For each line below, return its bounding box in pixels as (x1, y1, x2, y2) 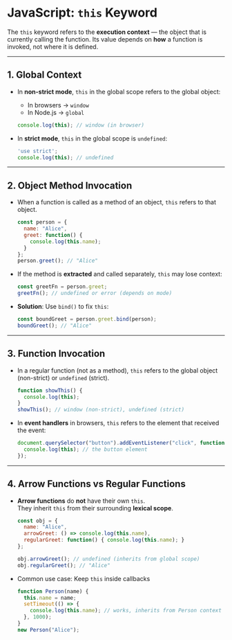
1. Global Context (7, 69, 82, 81)
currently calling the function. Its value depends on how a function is (7, 35, 203, 43)
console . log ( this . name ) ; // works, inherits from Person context (30, 607, 222, 614)
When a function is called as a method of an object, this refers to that (17, 198, 216, 206)
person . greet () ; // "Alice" (17, 258, 98, 265)
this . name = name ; (23, 594, 77, 601)
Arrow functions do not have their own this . (17, 497, 146, 505)
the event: (17, 426, 46, 434)
